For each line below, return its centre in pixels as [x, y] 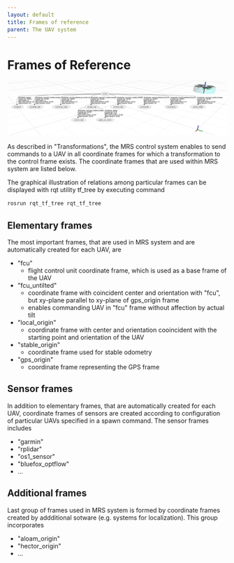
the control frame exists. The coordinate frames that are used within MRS [113, 161]
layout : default [31, 15]
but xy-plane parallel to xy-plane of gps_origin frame [103, 300]
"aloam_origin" [39, 539]
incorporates [25, 525]
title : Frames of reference [48, 22]
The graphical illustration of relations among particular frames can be [107, 182]
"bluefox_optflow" [43, 464]
